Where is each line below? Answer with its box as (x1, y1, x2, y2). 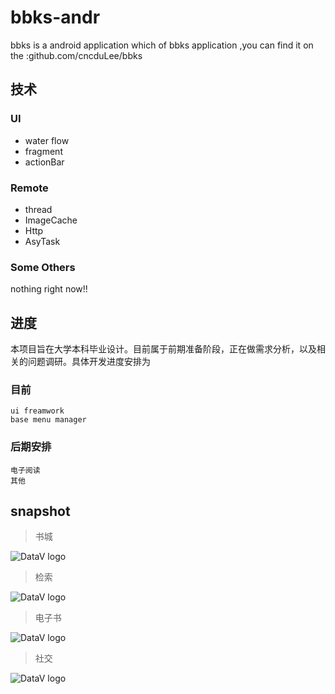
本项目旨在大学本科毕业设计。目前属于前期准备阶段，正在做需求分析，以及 (10, 343, 317, 355)
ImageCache (24, 214, 78, 226)
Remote (10, 181, 49, 195)
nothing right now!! (10, 283, 88, 295)
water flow (24, 134, 70, 146)
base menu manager (10, 415, 87, 425)
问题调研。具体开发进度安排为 (27, 356, 151, 368)
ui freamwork (10, 406, 65, 416)
